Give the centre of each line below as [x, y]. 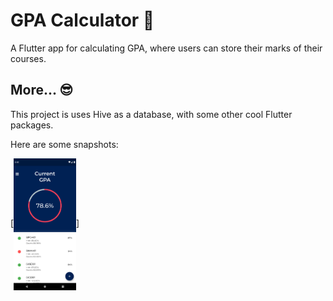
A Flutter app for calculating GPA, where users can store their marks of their [166, 48]
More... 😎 [42, 90]
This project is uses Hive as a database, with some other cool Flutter [151, 114]
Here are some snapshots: [64, 144]
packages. [32, 125]
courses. [28, 58]
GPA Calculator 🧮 [82, 20]
